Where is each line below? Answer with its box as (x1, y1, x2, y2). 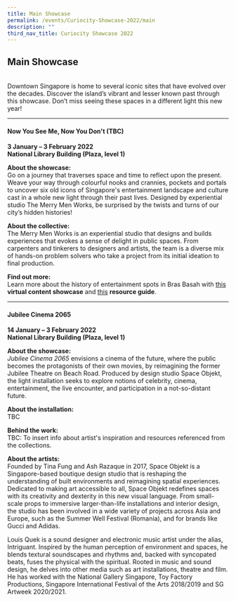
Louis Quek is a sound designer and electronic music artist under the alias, (7, 535, 223, 544)
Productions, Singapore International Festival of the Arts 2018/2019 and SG (7, 580, 224, 589)
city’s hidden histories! (7, 208, 72, 217)
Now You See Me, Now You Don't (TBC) (7, 127, 124, 135)
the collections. (7, 441, 52, 450)
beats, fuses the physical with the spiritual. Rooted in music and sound (7, 558, 212, 566)
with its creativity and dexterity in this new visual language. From (7, 492, 195, 500)
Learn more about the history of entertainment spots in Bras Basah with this (7, 280, 226, 288)
